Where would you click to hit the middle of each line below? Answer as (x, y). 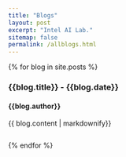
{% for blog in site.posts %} (53, 67)
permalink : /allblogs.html (52, 45)
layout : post (30, 23)
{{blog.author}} (35, 106)
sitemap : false (33, 37)
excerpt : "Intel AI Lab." (50, 30)
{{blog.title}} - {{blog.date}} (64, 87)
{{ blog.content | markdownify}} (60, 123)
